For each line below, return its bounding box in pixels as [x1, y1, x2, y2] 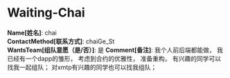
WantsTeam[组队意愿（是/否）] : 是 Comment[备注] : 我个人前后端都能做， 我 [7, 46, 224, 54]
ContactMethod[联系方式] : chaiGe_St [7, 37, 115, 46]
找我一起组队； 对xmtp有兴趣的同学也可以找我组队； [7, 63, 157, 71]
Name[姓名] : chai [7, 28, 57, 37]
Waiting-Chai [7, 5, 85, 21]
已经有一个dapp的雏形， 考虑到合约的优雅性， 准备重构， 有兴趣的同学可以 [7, 54, 222, 63]
